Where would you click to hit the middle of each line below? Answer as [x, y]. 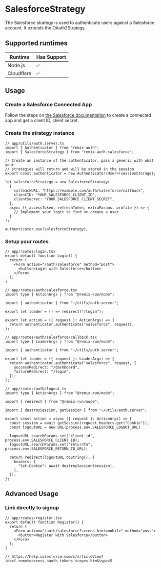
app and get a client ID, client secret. [42, 121]
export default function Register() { [44, 522]
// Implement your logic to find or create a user [66, 212]
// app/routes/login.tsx [30, 252]
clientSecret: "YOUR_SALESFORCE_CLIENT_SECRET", [64, 199]
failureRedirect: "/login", [42, 372]
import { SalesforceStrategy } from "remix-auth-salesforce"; [70, 152]
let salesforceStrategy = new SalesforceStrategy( [58, 182]
